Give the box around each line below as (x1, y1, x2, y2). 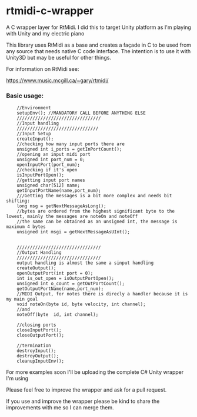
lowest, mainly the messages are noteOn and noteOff (6, 214, 138, 220)
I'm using (6, 375, 29, 382)
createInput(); (16, 136, 54, 142)
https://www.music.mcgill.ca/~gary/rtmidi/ (6, 77, 109, 84)
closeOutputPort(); (16, 333, 65, 338)
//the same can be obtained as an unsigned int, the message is (16, 219, 178, 225)
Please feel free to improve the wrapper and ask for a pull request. (6, 386, 167, 393)
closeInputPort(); (16, 327, 62, 333)
